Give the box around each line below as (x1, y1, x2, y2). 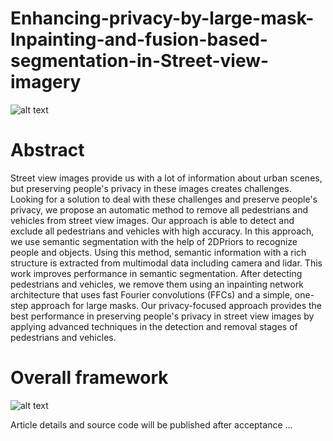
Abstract (10, 139, 85, 162)
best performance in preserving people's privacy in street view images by (10, 310, 315, 322)
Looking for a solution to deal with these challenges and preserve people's (10, 193, 318, 205)
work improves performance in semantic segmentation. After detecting (10, 267, 303, 279)
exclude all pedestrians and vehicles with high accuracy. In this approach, (10, 225, 315, 237)
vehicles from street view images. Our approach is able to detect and (10, 214, 295, 226)
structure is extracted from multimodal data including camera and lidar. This (10, 257, 323, 269)
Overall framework (10, 367, 169, 389)
